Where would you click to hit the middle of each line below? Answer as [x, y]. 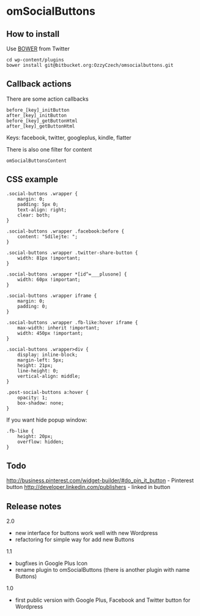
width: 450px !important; [50, 333]
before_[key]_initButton [38, 110]
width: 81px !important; [49, 258]
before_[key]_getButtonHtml [42, 121]
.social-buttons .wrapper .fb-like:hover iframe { [72, 322]
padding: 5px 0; [38, 204]
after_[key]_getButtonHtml [41, 126]
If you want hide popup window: [47, 420]
